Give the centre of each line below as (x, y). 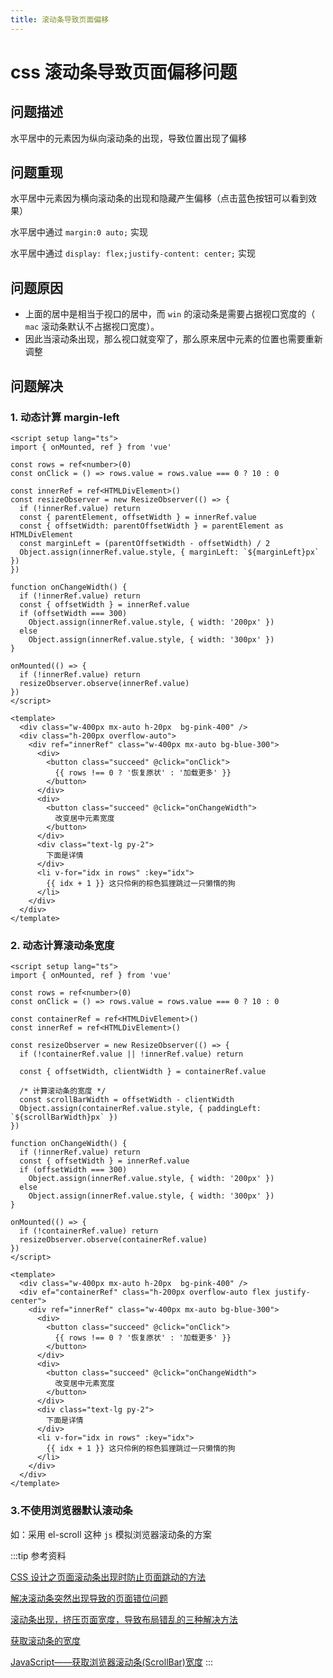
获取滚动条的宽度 (45, 1640)
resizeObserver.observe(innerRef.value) (104, 683)
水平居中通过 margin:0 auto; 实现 (79, 232)
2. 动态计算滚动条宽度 (62, 945)
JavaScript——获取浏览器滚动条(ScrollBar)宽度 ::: (111, 1662)
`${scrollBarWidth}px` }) (64, 1117)
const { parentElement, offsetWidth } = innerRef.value (138, 517)
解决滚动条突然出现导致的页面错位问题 (89, 1598)
